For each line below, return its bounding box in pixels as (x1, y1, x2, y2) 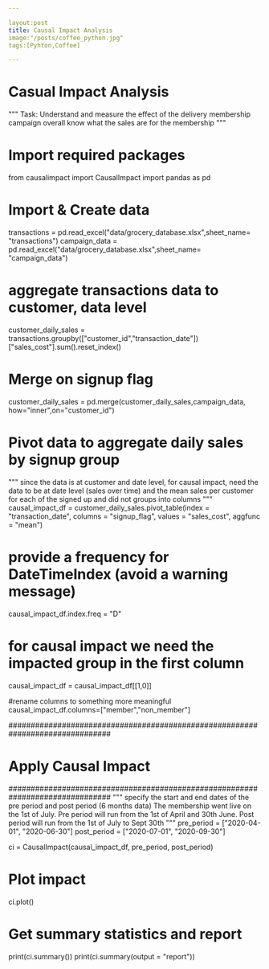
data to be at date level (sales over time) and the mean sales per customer (8, 486, 255, 495)
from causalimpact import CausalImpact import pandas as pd (8, 173, 211, 183)
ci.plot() (8, 897, 35, 906)
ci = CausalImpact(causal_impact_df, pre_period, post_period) (8, 842, 214, 852)
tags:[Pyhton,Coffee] (8, 41, 81, 49)
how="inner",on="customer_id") (8, 405, 115, 415)
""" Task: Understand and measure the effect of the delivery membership (8, 109, 251, 119)
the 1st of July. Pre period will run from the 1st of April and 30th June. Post (8, 809, 255, 819)
